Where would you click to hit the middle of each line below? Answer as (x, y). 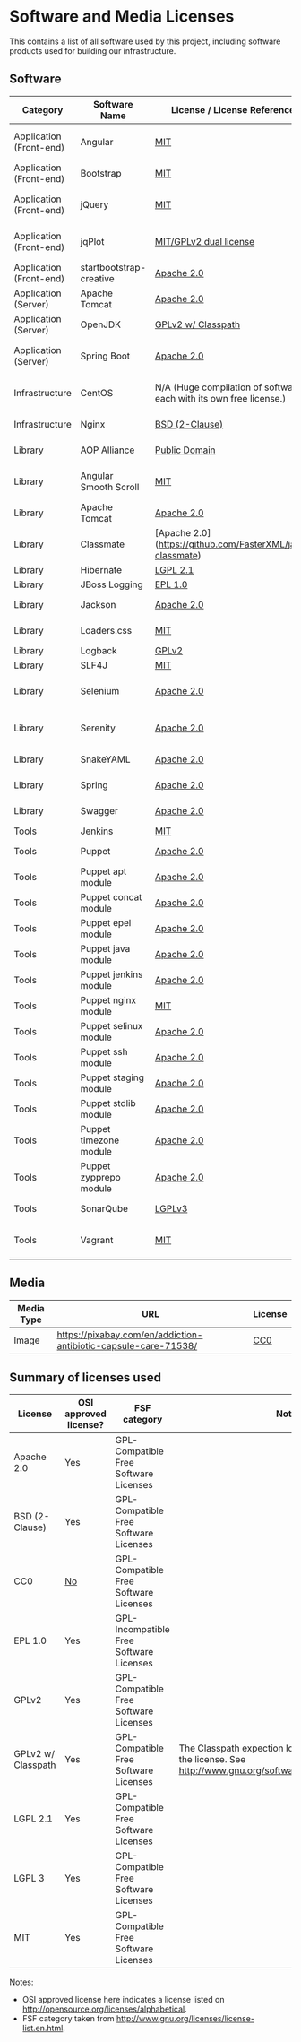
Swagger (99, 810)
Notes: (21, 1982)
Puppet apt (103, 871)
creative (97, 278)
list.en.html (43, 2029)
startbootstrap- (113, 267)
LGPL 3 (29, 1878)
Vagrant (97, 1240)
